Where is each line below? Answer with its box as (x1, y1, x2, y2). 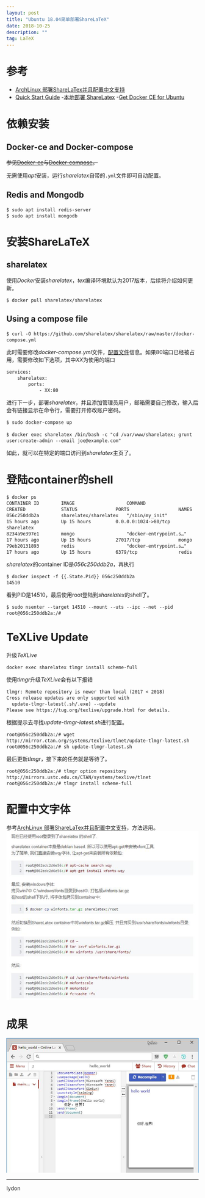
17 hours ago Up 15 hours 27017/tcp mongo (6, 537, 192, 543)
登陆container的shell (6, 473, 113, 487)
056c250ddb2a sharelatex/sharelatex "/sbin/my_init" (6, 512, 168, 518)
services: (6, 369, 32, 375)
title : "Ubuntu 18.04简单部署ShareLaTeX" (6, 16, 110, 23)
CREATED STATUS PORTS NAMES (6, 506, 192, 512)
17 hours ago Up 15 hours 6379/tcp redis (6, 549, 192, 555)
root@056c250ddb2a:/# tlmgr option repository (6, 768, 127, 774)
